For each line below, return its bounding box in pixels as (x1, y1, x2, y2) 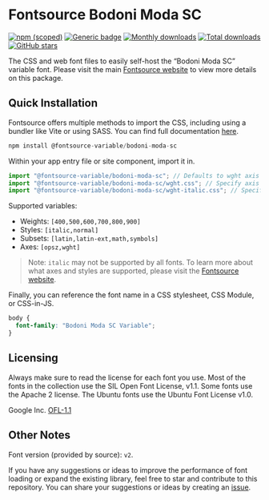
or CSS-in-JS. (8, 299, 54, 308)
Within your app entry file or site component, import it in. (8, 156, 195, 166)
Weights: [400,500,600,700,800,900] (19, 216, 142, 226)
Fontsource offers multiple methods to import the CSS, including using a (8, 118, 247, 127)
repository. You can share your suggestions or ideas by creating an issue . (8, 482, 251, 492)
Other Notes (8, 429, 70, 442)
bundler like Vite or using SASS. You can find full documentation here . (8, 126, 239, 135)
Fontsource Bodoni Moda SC (8, 6, 203, 24)
